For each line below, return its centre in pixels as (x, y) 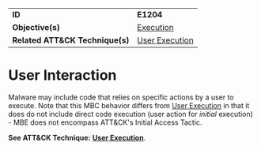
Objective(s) (36, 27)
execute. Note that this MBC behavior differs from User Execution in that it (129, 105)
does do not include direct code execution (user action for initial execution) (130, 114)
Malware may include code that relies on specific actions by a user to (121, 97)
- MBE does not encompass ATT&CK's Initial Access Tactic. (105, 122)
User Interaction (62, 75)
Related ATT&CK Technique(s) (71, 40)
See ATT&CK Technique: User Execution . (77, 137)
